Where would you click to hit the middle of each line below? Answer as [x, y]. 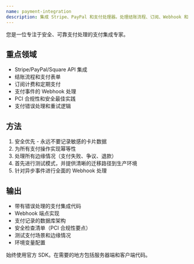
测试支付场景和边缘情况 [43, 235]
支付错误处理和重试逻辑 [43, 106]
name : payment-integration [39, 11]
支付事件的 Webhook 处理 [45, 92]
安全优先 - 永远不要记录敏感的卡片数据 [61, 141]
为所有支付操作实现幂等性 [45, 149]
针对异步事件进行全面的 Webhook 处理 [61, 171]
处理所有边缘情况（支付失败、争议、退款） [66, 156]
